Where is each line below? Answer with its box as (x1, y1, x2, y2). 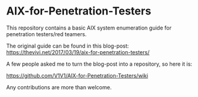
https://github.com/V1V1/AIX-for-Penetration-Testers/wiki (6, 72, 149, 79)
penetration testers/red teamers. (6, 30, 87, 37)
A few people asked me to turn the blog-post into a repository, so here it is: (6, 60, 193, 67)
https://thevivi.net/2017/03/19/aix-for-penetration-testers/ (6, 48, 150, 55)
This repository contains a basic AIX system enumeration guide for (6, 24, 172, 31)
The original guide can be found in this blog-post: (6, 42, 129, 49)
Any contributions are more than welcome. (6, 83, 112, 91)
